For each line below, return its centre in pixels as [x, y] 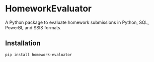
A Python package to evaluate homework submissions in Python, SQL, [77, 22]
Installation [23, 43]
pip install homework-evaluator [38, 55]
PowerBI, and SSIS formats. [33, 27]
